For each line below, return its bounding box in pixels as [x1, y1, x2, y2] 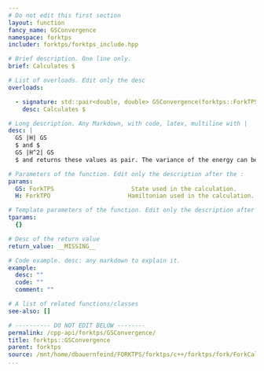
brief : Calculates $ [8, 62, 76, 71]
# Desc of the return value [8, 235, 101, 243]
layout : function [8, 19, 65, 27]
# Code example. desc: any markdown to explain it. [8, 256, 181, 264]
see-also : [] [8, 307, 51, 315]
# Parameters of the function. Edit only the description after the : [8, 170, 244, 178]
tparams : [8, 214, 37, 222]
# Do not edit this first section [8, 11, 122, 20]
